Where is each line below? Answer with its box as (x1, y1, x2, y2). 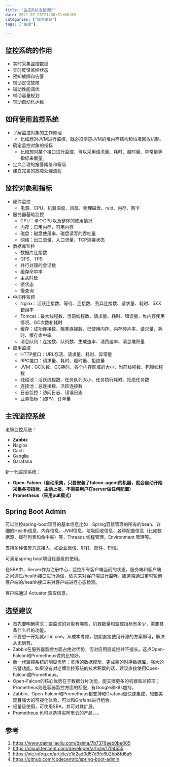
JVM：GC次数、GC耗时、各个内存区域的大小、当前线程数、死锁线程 (20, 364, 163, 370)
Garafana (12, 458, 32, 464)
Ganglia (12, 453, 29, 459)
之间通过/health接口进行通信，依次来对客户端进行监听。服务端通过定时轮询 (5, 573, 162, 579)
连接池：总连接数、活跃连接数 (20, 382, 83, 389)
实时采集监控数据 (12, 61, 49, 67)
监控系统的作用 (5, 46, 52, 55)
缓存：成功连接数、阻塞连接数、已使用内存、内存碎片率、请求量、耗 (20, 326, 163, 332)
